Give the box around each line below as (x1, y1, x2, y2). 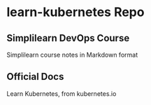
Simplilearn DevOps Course (6, 32, 130, 44)
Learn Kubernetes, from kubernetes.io (6, 89, 117, 98)
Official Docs (6, 71, 64, 83)
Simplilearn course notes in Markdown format (6, 50, 138, 59)
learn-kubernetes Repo (6, 4, 145, 20)
